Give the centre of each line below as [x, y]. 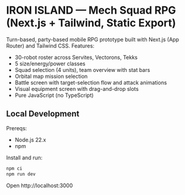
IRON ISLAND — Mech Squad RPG [91, 10]
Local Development [43, 114]
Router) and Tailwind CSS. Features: [50, 46]
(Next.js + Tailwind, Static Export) [91, 23]
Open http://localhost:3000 [40, 185]
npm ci [14, 168]
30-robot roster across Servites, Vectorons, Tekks [76, 57]
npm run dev [21, 174]
